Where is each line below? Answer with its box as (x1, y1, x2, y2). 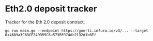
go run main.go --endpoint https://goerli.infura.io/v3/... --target (5, 28, 149, 33)
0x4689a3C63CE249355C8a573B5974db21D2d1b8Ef (5, 32, 96, 37)
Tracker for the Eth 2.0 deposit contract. (5, 19, 85, 25)
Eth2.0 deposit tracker (5, 3, 97, 14)
